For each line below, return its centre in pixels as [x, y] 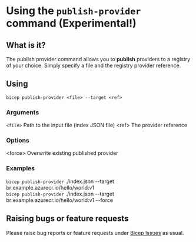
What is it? [26, 45]
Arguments [23, 112]
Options [18, 141]
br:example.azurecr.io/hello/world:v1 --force [60, 200]
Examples [21, 168]
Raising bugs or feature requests [67, 219]
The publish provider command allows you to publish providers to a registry [98, 59]
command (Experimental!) [71, 23]
